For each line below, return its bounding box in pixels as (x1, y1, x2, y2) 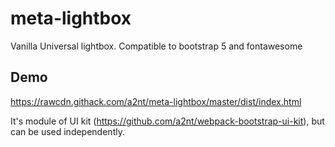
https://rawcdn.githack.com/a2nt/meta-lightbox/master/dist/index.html (10, 95, 302, 107)
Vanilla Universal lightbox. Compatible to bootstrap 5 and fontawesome (10, 40, 303, 52)
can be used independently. (10, 125, 125, 137)
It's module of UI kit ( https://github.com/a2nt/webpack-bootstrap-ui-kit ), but (10, 115, 325, 127)
